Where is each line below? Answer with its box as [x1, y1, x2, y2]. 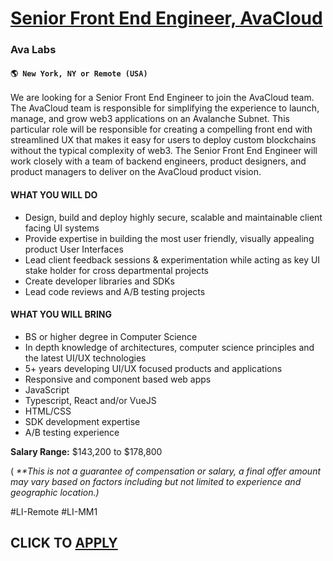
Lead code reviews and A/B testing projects [24, 285, 206, 297]
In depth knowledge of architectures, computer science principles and [24, 341, 315, 353]
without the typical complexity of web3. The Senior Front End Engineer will [10, 145, 318, 157]
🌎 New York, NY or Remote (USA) [10, 68, 148, 79]
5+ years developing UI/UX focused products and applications [24, 362, 283, 374]
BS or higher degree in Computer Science [24, 330, 198, 342]
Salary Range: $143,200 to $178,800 [10, 445, 163, 457]
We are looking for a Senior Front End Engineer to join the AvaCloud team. [10, 92, 315, 104]
